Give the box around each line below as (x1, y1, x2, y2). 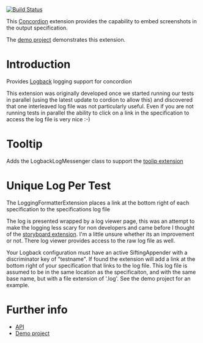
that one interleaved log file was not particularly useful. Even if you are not (6, 102, 194, 110)
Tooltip (6, 137, 43, 151)
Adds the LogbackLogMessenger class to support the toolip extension (6, 157, 183, 165)
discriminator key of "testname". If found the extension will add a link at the (6, 255, 196, 263)
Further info (6, 303, 68, 317)
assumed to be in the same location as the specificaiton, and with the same (6, 268, 196, 276)
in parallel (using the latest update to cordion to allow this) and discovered (6, 96, 193, 104)
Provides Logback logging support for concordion (6, 77, 132, 85)
